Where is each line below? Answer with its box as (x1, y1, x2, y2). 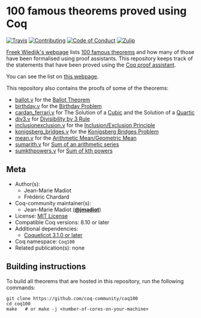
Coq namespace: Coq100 (14, 238, 75, 245)
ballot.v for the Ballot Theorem (14, 96, 91, 103)
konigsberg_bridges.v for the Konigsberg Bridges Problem (14, 128, 159, 135)
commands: (6, 284, 36, 291)
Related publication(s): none (14, 244, 85, 251)
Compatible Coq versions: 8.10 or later (14, 218, 110, 226)
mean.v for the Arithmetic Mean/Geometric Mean (14, 134, 137, 142)
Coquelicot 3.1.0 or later (23, 231, 83, 238)
